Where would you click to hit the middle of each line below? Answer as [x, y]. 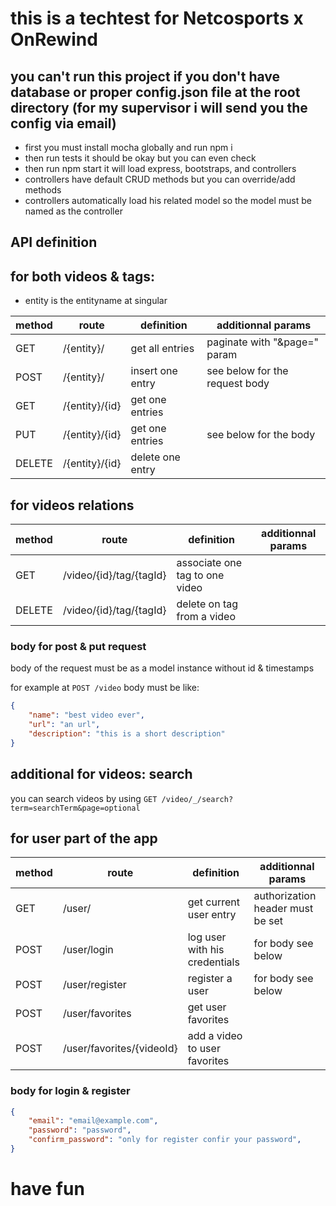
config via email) [63, 123]
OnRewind [54, 39]
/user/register [94, 985]
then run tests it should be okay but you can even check [140, 158]
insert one [154, 371]
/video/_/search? [197, 799]
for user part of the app [84, 838]
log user [207, 937]
